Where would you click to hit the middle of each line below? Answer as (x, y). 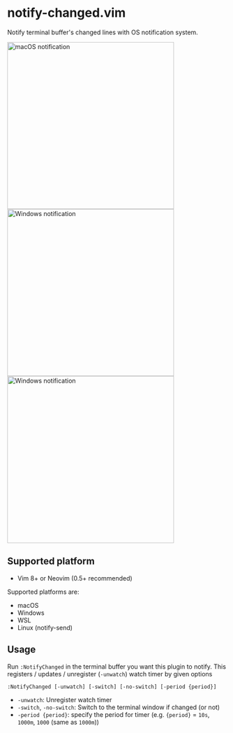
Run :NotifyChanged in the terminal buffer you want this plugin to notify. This (117, 667)
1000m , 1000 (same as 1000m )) (58, 722)
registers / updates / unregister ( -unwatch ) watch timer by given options (110, 674)
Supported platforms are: (43, 592)
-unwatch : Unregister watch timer (65, 699)
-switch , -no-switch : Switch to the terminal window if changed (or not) (119, 707)
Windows (31, 613)
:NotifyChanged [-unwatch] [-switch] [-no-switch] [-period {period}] (112, 687)
